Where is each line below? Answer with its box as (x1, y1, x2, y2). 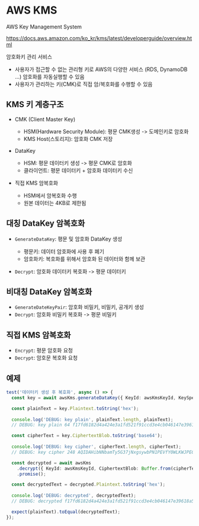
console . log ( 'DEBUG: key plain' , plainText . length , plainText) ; (11, 416, 174, 422)
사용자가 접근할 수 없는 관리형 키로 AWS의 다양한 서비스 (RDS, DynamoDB (14, 66, 188, 73)
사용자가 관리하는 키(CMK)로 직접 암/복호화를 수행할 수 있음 (14, 81, 153, 88)
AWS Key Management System (6, 23, 82, 30)
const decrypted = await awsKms (11, 460, 92, 466)
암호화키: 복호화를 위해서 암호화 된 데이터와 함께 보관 (23, 255, 146, 262)
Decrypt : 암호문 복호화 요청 (14, 354, 78, 361)
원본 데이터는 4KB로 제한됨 (23, 199, 86, 206)
